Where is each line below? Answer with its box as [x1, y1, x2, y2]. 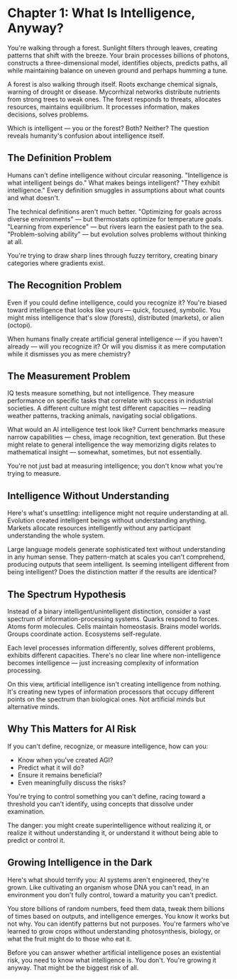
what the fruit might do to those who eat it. [7, 934, 132, 943]
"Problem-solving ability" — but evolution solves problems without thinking [7, 229, 227, 239]
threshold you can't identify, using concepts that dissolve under [7, 799, 194, 808]
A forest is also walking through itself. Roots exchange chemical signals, [7, 80, 219, 88]
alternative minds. [7, 703, 60, 711]
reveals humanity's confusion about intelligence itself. [7, 131, 165, 140]
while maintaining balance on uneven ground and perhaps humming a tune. [7, 66, 228, 75]
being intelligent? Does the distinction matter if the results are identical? [7, 568, 217, 576]
